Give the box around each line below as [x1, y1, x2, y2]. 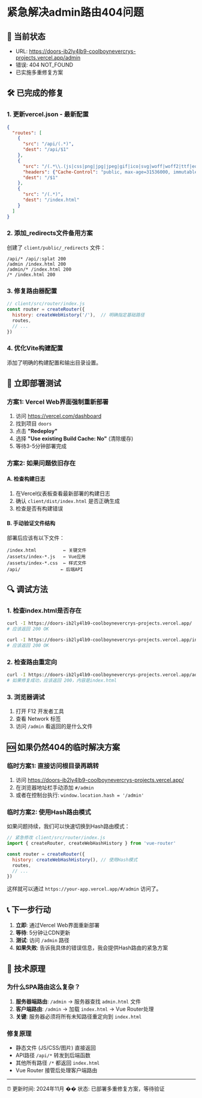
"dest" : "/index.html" [22, 197, 80, 203]
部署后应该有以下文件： [7, 534, 65, 541]
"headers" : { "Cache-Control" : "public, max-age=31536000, [22, 169, 171, 175]
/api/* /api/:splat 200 [7, 256, 67, 262]
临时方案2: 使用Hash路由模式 [7, 807, 92, 816]
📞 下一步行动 [7, 904, 52, 914]
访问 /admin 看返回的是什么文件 [15, 723, 93, 730]
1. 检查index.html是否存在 [7, 606, 82, 615]
